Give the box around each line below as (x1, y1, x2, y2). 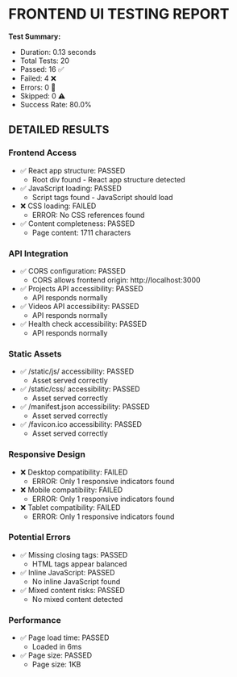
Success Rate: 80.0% (19, 99, 92, 109)
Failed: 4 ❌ (19, 73, 56, 83)
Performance (8, 614, 62, 625)
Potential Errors (8, 532, 71, 543)
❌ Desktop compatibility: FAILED (19, 467, 128, 477)
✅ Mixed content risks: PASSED (19, 585, 125, 595)
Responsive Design (8, 449, 86, 460)
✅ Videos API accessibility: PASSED (19, 301, 139, 311)
